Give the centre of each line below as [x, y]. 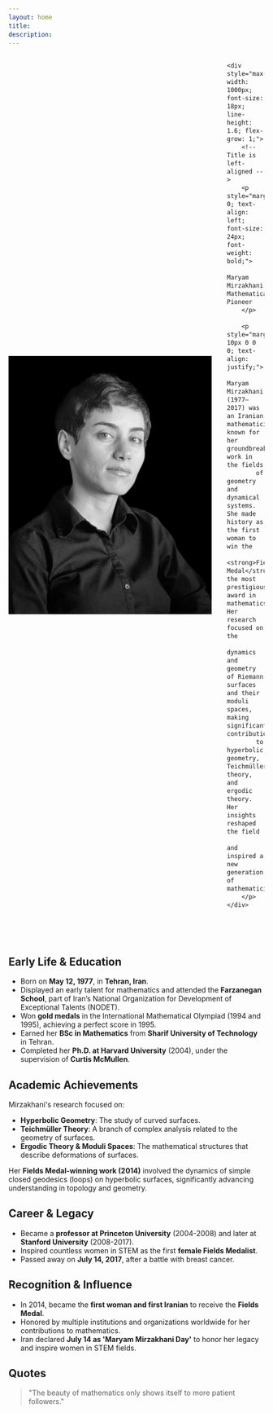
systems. [242, 506]
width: [238, 82]
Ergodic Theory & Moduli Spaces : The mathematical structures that [134, 1146]
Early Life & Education [65, 962]
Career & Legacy [51, 1214]
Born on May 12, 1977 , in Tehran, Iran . [84, 981]
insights [242, 816]
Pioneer [240, 302]
